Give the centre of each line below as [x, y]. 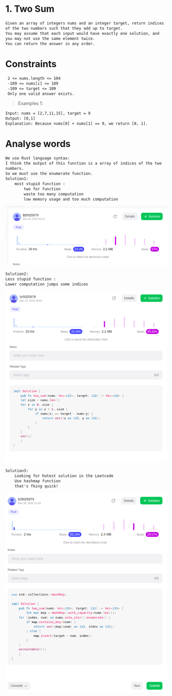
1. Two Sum [30, 9]
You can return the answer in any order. [50, 44]
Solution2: [17, 274]
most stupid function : [40, 184]
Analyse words [38, 144]
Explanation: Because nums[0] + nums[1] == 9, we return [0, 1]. [77, 124]
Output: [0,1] [21, 118]
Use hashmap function [37, 481]
